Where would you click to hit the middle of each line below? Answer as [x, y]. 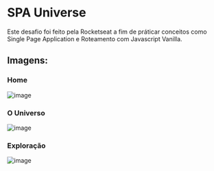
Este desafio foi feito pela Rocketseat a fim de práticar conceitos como [107, 32]
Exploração [26, 146]
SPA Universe [47, 13]
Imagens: [27, 61]
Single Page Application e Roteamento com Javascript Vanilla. [95, 38]
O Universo [26, 113]
